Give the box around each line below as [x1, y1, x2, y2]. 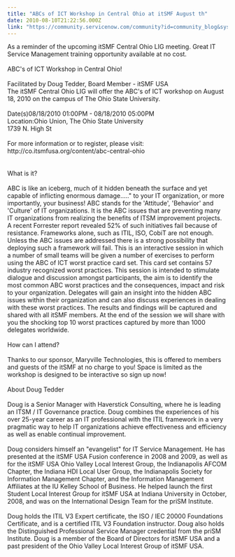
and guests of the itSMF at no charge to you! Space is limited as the [7, 363, 203, 372]
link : [7, 23, 23, 30]
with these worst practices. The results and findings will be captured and [7, 303, 218, 312]
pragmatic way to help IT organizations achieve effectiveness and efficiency [7, 422, 227, 431]
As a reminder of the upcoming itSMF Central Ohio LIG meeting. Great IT [7, 43, 216, 51]
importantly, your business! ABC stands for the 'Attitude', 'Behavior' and [7, 199, 214, 208]
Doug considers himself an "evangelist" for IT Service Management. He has [7, 445, 226, 453]
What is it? [7, 169, 38, 177]
